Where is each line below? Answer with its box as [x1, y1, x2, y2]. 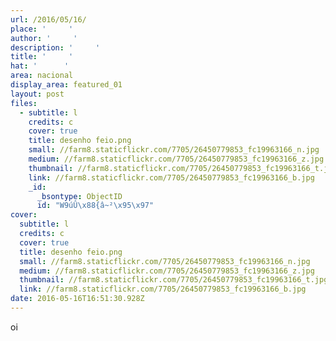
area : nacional [10, 71, 74, 81]
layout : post [10, 89, 65, 99]
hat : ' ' [10, 61, 70, 71]
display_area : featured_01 [10, 80, 123, 90]
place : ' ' [10, 24, 74, 34]
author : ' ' [10, 33, 78, 43]
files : [10, 98, 38, 108]
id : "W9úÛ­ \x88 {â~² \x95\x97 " [36, 201, 155, 211]
